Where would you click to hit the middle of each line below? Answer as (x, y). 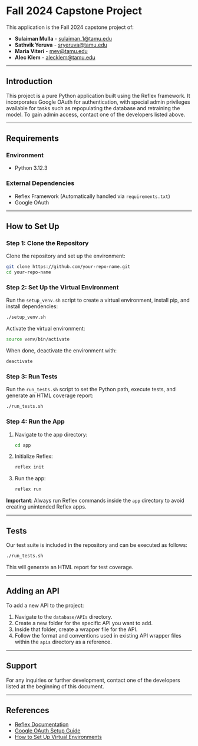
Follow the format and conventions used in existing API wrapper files (98, 635)
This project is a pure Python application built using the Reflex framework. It (98, 95)
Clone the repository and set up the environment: (66, 256)
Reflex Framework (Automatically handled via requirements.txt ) (93, 196)
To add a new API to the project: (45, 605)
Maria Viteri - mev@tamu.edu (51, 51)
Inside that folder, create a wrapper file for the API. (76, 629)
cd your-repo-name (29, 272)
